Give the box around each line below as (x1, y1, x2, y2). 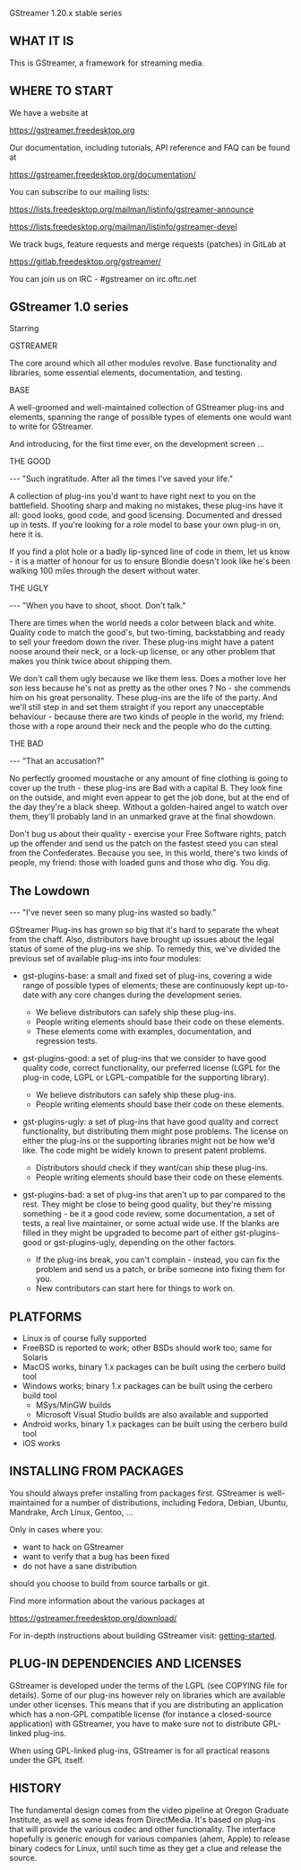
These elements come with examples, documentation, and (35, 1026, 253, 1037)
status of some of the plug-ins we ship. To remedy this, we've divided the (9, 944, 280, 954)
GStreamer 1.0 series (9, 300, 129, 315)
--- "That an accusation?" (9, 756, 105, 767)
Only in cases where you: (9, 1523, 103, 1534)
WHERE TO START (9, 83, 114, 99)
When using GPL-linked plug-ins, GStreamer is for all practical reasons (9, 1745, 271, 1756)
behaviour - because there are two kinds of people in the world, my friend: (9, 711, 285, 722)
